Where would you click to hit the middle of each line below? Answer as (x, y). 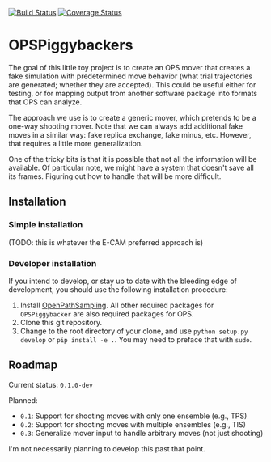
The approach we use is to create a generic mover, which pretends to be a (132, 117)
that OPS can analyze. (45, 102)
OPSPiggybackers (71, 45)
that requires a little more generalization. (76, 143)
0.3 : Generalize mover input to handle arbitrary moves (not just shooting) (142, 433)
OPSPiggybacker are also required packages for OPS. (107, 314)
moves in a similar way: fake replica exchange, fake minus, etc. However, (130, 134)
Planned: (23, 400)
